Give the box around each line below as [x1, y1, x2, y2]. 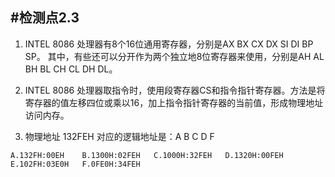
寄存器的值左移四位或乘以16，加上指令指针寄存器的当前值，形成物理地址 [24, 96, 324, 108]
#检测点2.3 [10, 9, 80, 27]
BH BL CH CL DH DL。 [24, 63, 118, 75]
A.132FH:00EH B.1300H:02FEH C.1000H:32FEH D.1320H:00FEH [10, 150, 284, 160]
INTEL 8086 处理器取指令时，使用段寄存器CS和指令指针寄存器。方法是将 [24, 84, 326, 96]
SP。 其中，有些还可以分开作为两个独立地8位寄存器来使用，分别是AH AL [24, 50, 325, 62]
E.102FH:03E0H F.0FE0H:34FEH [10, 159, 141, 169]
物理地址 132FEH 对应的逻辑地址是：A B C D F [24, 130, 215, 142]
